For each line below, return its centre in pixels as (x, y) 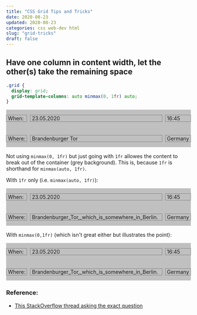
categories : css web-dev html (43, 28)
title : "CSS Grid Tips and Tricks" (50, 11)
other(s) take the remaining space (69, 72)
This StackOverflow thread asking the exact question (79, 306)
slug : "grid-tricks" (31, 33)
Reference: (22, 293)
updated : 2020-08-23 (31, 22)
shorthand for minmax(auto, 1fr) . (46, 169)
